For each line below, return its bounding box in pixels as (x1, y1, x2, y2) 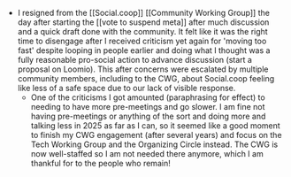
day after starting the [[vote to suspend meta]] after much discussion (17, 17, 270, 27)
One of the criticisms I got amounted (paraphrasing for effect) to (30, 92, 265, 103)
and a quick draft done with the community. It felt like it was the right (17, 27, 268, 36)
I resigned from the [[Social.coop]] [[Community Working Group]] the (17, 8, 270, 18)
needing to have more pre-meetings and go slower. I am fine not (30, 102, 265, 112)
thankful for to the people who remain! (30, 158, 171, 168)
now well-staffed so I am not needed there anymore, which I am (30, 149, 264, 158)
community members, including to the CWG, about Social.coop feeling (17, 73, 275, 83)
